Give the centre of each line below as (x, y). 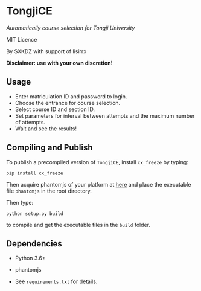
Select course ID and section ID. (55, 109)
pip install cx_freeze (35, 173)
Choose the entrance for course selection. (68, 103)
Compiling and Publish (49, 148)
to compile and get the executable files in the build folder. (78, 225)
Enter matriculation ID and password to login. (71, 96)
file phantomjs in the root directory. (49, 191)
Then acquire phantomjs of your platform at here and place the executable (99, 184)
